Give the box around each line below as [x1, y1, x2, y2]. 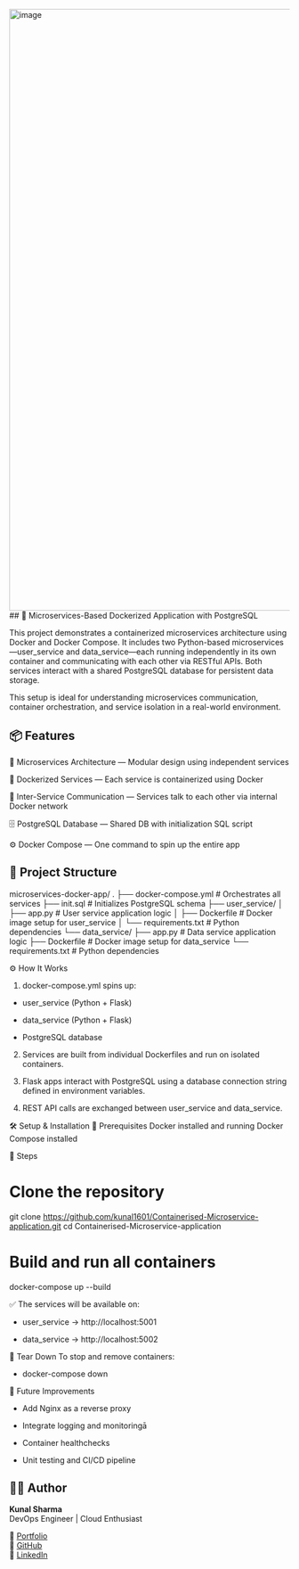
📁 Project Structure [9, 865, 117, 880]
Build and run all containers [9, 1252, 216, 1272]
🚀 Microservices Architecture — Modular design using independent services [9, 756, 289, 767]
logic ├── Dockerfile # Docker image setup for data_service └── [9, 936, 249, 947]
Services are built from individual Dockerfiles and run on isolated [21, 1048, 260, 1060]
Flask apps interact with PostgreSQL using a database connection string [21, 1075, 287, 1087]
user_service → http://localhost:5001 [21, 1316, 158, 1327]
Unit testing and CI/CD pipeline [21, 1454, 136, 1466]
